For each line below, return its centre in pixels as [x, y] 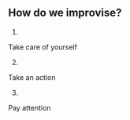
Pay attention [30, 107]
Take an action [32, 77]
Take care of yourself [43, 47]
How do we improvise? [65, 13]
